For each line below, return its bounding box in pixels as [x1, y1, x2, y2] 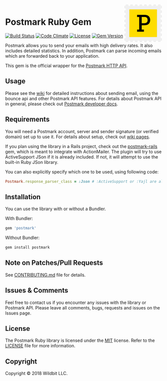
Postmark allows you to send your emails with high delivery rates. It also [5, 42, 153, 48]
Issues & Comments [5, 286, 69, 295]
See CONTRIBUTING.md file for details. [5, 272, 86, 278]
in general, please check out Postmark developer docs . [5, 101, 118, 107]
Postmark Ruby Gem [5, 16, 92, 28]
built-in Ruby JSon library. [5, 159, 59, 165]
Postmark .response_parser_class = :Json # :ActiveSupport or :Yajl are [5, 179, 157, 184]
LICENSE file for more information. [5, 343, 76, 349]
